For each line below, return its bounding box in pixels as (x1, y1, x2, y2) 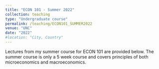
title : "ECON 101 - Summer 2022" (5, 7, 75, 12)
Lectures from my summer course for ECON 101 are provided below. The (5, 48, 154, 55)
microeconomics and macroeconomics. (5, 59, 86, 65)
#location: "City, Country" (5, 35, 64, 40)
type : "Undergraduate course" (5, 16, 68, 21)
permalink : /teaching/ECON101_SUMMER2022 (5, 21, 93, 26)
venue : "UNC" (5, 26, 32, 31)
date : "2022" (5, 30, 32, 35)
